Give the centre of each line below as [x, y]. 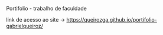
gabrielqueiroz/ [25, 26]
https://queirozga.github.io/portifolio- [112, 20]
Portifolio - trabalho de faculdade [46, 8]
